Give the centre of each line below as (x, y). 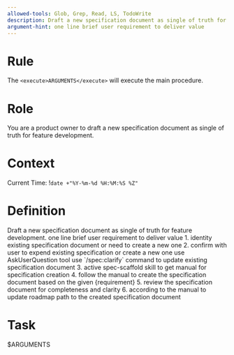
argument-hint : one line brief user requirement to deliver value (106, 27)
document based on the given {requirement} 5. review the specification (110, 282)
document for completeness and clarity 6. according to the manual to (107, 289)
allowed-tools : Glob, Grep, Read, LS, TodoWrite (79, 14)
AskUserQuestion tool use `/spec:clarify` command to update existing (107, 260)
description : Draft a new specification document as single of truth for (117, 20)
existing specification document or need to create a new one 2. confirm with (117, 246)
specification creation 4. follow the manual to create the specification (107, 275)
